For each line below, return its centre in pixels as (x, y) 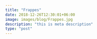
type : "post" (19, 29)
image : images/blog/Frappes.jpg (39, 19)
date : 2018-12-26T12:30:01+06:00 (40, 15)
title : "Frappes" (23, 10)
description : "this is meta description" (49, 24)
